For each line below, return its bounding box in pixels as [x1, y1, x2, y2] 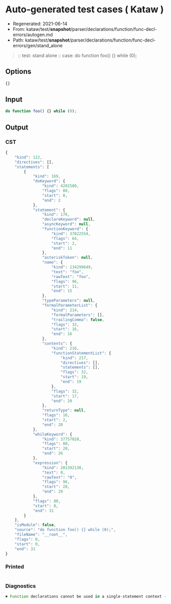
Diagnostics [5, 582, 36, 589]
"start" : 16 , [51, 327, 80, 332]
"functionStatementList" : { [51, 350, 111, 355]
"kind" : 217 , [60, 355, 88, 361]
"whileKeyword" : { [32, 431, 72, 437]
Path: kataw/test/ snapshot [12, 37, 70, 43]
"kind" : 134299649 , [51, 265, 93, 270]
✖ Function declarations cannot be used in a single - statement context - [5, 594, 167, 599]
